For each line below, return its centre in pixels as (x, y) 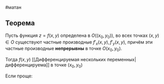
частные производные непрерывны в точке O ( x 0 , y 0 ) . (64, 49)
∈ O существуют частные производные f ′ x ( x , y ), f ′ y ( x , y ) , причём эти (79, 43)
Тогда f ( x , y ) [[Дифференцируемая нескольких (56, 60)
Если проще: (19, 76)
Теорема (20, 23)
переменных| (121, 60)
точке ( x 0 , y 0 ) (68, 65)
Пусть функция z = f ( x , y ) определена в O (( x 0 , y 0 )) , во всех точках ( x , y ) (82, 36)
